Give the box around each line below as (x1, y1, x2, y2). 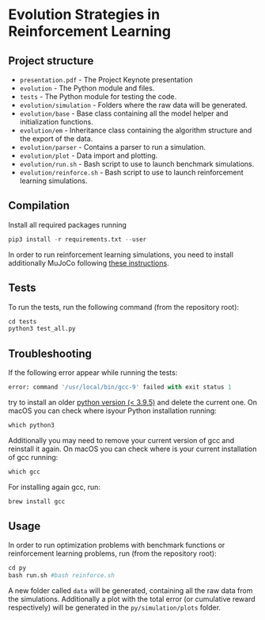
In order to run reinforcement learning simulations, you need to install (8, 250, 233, 259)
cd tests (8, 317, 37, 326)
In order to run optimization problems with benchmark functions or (8, 541, 225, 550)
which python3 (8, 421, 55, 429)
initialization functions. (19, 117, 93, 126)
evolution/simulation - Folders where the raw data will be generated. (19, 101, 248, 109)
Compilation (8, 199, 70, 212)
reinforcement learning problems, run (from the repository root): (8, 549, 217, 558)
